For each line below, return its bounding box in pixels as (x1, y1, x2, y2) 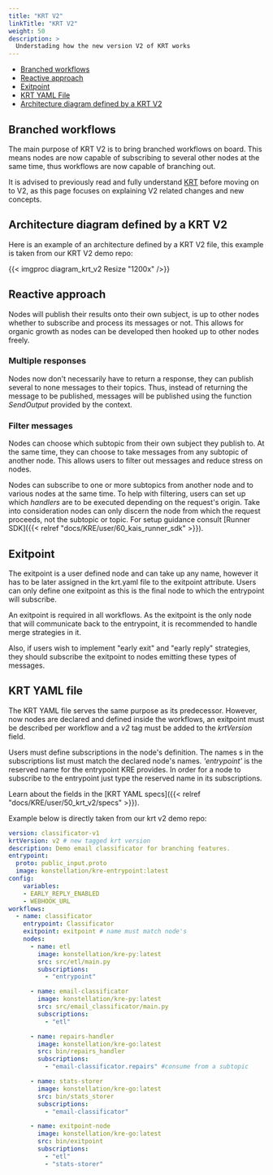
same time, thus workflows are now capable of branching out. (8, 161, 216, 171)
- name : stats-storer (29, 1077, 104, 1086)
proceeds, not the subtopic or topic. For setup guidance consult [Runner (8, 515, 250, 524)
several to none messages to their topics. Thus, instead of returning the (8, 382, 248, 392)
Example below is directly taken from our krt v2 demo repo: (8, 813, 207, 823)
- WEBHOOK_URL (23, 897, 71, 905)
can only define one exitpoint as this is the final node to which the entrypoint (8, 585, 265, 595)
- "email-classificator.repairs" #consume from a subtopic (44, 1063, 249, 1071)
